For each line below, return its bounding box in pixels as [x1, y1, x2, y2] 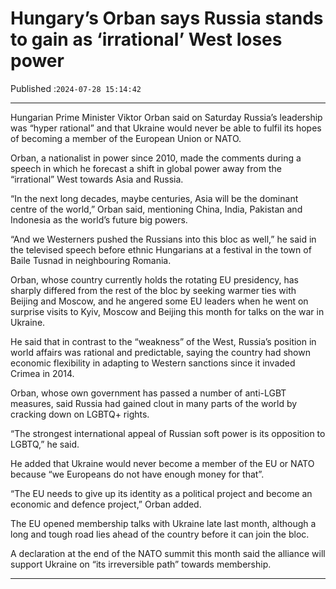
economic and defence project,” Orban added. [10, 498, 202, 510]
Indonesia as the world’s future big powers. [10, 213, 188, 226]
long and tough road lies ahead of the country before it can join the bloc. [10, 528, 310, 540]
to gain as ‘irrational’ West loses [10, 28, 283, 51]
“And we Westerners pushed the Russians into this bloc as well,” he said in [10, 233, 317, 245]
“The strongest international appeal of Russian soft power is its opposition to [10, 427, 326, 439]
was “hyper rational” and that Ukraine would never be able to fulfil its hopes [10, 122, 322, 134]
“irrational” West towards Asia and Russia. [10, 173, 184, 185]
